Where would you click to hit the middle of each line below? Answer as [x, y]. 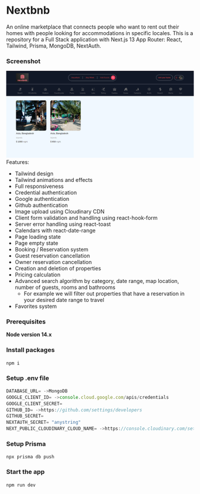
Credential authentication [46, 193]
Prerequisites [26, 322]
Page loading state [38, 237]
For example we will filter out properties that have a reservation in [104, 294]
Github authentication [41, 205]
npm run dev [21, 485]
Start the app [26, 472]
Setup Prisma [26, 443]
